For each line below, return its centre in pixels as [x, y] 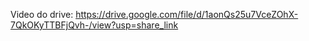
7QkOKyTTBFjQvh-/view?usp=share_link [94, 25]
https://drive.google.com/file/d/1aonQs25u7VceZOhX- [187, 14]
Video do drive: [42, 14]
